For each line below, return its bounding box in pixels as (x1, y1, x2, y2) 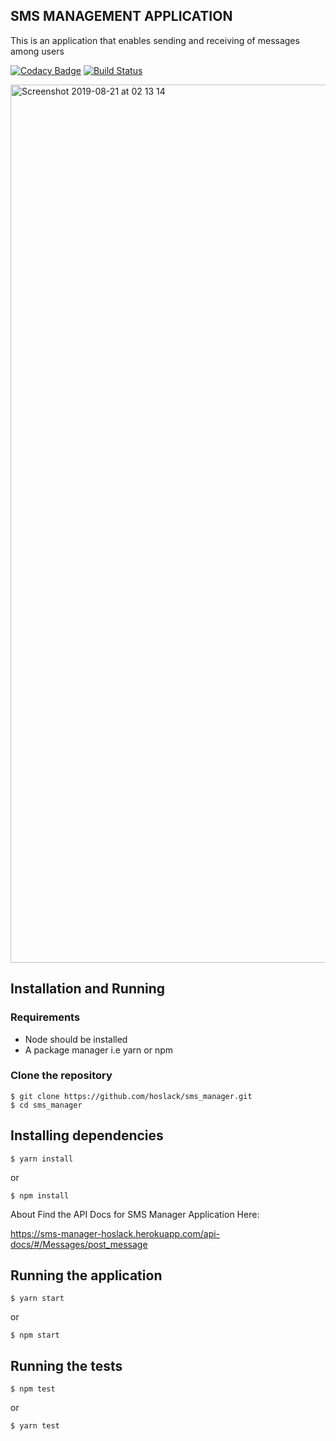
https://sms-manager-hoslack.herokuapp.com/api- (10, 1227, 221, 1239)
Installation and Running (10, 980, 166, 998)
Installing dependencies (10, 1127, 164, 1144)
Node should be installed (24, 1033, 128, 1045)
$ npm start (10, 1330, 60, 1341)
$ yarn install (10, 1154, 74, 1164)
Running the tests (10, 1357, 123, 1374)
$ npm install (10, 1190, 70, 1201)
